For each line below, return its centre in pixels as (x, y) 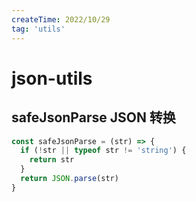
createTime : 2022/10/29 (61, 19)
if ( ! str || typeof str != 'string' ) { (103, 151)
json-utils (52, 78)
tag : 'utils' (38, 29)
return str (52, 160)
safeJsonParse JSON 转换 (93, 117)
